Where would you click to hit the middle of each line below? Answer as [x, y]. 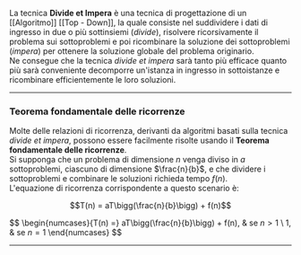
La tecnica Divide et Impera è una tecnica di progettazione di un [128, 13]
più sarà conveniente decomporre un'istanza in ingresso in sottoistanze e [145, 70]
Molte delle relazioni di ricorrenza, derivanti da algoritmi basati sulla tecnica [149, 131]
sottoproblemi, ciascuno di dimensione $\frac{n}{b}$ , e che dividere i [138, 169]
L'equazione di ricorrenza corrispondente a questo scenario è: [124, 189]
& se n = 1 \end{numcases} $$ [66, 233]
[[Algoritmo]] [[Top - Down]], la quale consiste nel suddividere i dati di [139, 22]
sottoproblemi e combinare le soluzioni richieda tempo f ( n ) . [119, 179]
